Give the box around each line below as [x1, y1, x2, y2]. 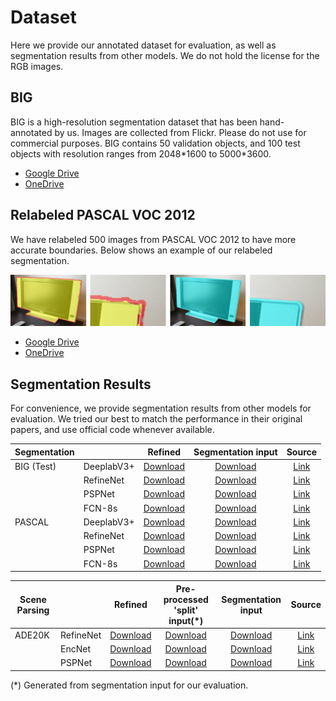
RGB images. [10, 60, 64, 72]
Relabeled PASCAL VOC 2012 [10, 207, 196, 224]
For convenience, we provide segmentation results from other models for [10, 402, 312, 415]
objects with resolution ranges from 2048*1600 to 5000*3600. [10, 147, 272, 160]
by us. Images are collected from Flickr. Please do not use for [54, 126, 307, 138]
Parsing [16, 604, 50, 616]
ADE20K [14, 629, 50, 641]
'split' [173, 604, 199, 616]
